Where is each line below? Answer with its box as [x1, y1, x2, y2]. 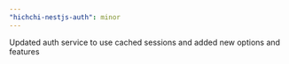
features [9, 46, 40, 57]
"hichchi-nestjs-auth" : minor [9, 12, 121, 22]
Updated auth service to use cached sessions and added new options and [9, 37, 281, 47]
